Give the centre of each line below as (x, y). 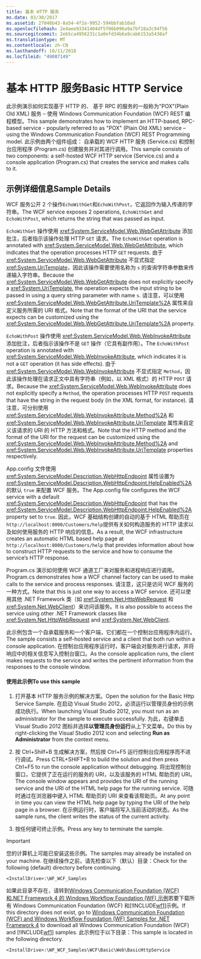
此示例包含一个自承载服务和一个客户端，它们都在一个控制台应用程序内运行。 (101, 632)
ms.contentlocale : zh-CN (37, 46)
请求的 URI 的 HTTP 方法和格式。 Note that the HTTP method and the (101, 430)
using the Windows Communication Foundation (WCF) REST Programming (98, 134)
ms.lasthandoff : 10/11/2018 (41, 51)
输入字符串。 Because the (43, 275)
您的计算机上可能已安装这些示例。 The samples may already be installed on (99, 853)
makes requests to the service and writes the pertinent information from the (100, 661)
